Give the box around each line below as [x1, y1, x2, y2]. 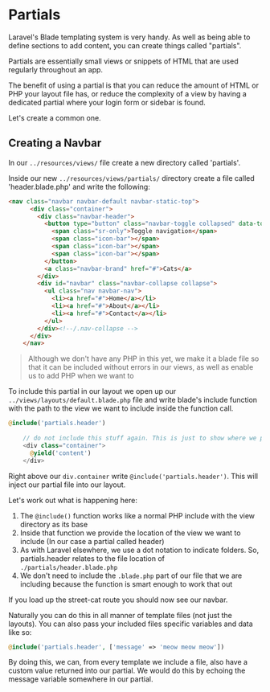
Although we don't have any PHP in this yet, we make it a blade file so [27, 354, 260, 363]
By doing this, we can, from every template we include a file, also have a [8, 657, 247, 667]
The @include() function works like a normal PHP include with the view [19, 510, 256, 520]
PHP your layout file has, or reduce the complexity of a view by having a [8, 88, 247, 98]
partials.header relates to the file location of [19, 553, 165, 563]
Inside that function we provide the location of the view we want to [19, 528, 241, 538]
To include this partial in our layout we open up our [8, 387, 177, 396]
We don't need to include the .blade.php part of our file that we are [19, 571, 243, 580]
